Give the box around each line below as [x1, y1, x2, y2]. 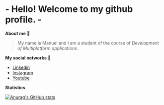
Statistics [5, 84, 26, 90]
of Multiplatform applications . [17, 45, 79, 51]
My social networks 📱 [5, 54, 51, 60]
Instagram [12, 69, 33, 75]
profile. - [5, 14, 42, 25]
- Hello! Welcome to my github [5, 3, 133, 15]
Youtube [12, 75, 30, 81]
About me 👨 [5, 30, 30, 36]
